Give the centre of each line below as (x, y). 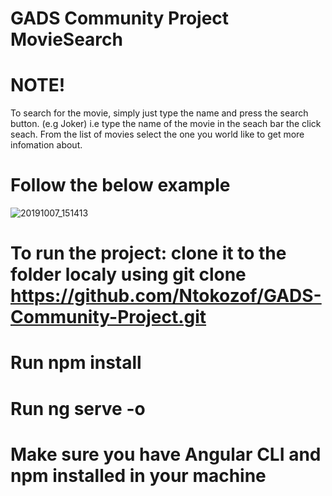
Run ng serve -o (78, 408)
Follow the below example (120, 185)
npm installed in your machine (138, 475)
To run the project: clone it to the (148, 253)
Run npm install (76, 363)
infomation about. (46, 145)
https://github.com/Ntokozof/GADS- (166, 296)
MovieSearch (66, 39)
